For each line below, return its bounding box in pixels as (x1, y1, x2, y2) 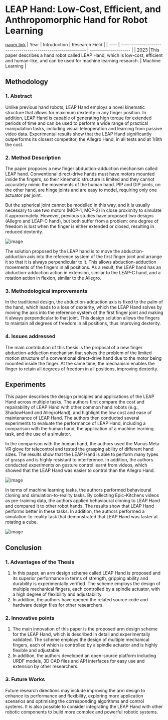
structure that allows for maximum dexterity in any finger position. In (5, 109, 146, 115)
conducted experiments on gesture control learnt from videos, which (5, 462, 147, 468)
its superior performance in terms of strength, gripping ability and (12, 575, 148, 582)
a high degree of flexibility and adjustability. (12, 591, 103, 597)
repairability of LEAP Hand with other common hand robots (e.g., (5, 404, 139, 411)
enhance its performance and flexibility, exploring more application (5, 693, 144, 699)
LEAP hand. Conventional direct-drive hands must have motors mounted (5, 171, 155, 177)
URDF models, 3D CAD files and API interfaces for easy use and (12, 658, 145, 664)
